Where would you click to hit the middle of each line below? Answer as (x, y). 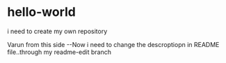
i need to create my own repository (57, 31)
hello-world (42, 12)
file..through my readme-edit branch (59, 52)
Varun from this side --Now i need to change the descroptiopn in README (113, 44)
